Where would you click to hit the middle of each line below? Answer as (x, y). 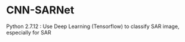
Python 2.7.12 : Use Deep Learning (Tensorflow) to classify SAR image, (93, 26)
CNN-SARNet (40, 10)
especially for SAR (29, 32)
